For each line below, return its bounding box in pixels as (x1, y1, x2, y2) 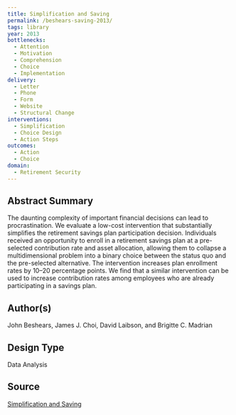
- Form (14, 96, 33, 104)
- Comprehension (14, 57, 62, 64)
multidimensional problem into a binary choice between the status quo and (7, 251, 226, 260)
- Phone (14, 89, 37, 96)
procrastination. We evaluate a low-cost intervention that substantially (7, 221, 213, 230)
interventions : (7, 116, 53, 123)
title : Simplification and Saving (7, 10, 110, 18)
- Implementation (14, 70, 65, 77)
